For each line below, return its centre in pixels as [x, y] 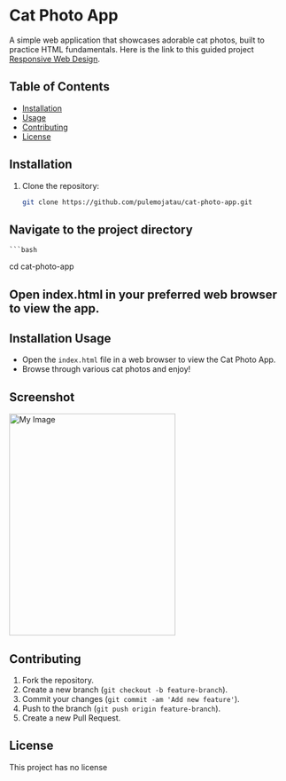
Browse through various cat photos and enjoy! [106, 369]
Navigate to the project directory [101, 229]
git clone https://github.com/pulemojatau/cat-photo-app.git [137, 202]
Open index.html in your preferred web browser [143, 294]
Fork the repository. [58, 681]
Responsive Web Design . [54, 59]
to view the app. [54, 308]
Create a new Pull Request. [71, 718]
